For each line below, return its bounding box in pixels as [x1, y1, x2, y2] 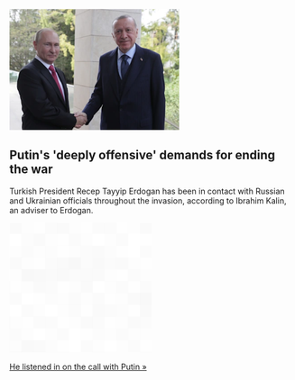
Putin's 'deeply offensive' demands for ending [9, 148, 276, 163]
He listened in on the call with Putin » [9, 361, 147, 372]
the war [9, 162, 53, 177]
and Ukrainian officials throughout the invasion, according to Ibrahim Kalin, [9, 195, 287, 206]
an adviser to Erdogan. [9, 204, 94, 215]
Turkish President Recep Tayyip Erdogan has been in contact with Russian [9, 185, 286, 196]
